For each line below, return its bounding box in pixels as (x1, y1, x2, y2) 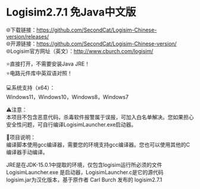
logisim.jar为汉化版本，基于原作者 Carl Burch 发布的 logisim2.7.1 (6, 176, 162, 183)
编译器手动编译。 (6, 148, 48, 156)
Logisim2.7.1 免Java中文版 (6, 5, 136, 19)
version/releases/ (6, 33, 49, 40)
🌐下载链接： (6, 26, 37, 33)
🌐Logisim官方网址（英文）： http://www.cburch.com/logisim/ (6, 47, 154, 54)
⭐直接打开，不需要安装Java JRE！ (6, 60, 90, 67)
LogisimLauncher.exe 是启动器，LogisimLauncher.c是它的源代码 (6, 168, 164, 176)
